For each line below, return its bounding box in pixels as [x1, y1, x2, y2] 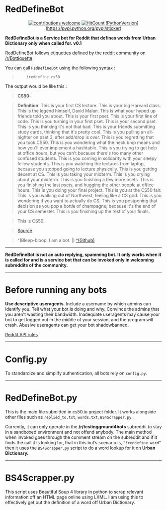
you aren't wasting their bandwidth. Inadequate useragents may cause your [5, 311, 160, 317]
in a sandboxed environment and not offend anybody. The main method [5, 429, 152, 435]
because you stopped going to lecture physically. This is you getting [17, 166, 158, 172]
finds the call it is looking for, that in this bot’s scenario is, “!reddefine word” [5, 439, 162, 445]
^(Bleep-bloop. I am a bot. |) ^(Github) [17, 237, 95, 243]
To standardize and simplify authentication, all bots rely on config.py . [5, 370, 148, 376]
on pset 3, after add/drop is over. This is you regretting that [33, 134, 154, 140]
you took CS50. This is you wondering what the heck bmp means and [17, 139, 160, 145]
